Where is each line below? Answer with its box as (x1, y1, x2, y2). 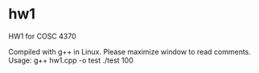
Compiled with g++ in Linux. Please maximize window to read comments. (8, 47, 252, 56)
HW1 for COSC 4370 (8, 31, 76, 41)
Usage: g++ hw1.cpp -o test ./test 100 (8, 55, 134, 65)
